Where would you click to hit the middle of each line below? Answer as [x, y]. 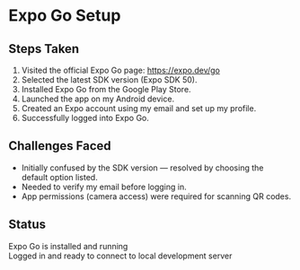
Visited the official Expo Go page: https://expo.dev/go [121, 70]
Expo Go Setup [65, 16]
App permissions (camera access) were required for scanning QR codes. [156, 196]
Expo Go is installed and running [68, 246]
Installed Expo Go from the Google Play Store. [106, 89]
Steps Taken [44, 49]
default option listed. [59, 177]
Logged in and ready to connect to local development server [120, 256]
